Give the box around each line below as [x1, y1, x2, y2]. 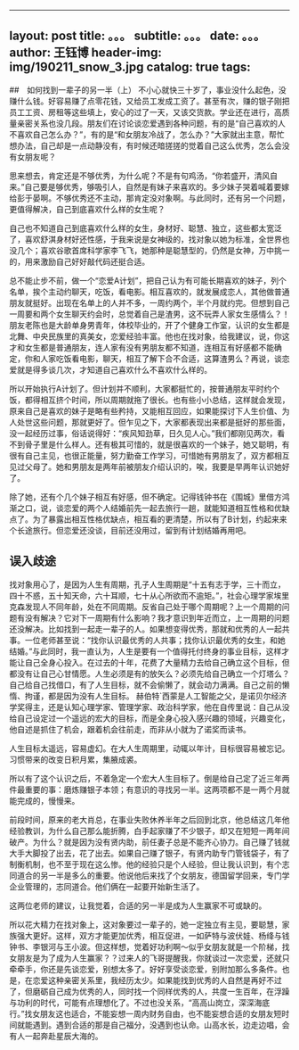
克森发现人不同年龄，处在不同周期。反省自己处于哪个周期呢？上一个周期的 [9, 601, 282, 612]
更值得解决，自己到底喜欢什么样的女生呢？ [9, 203, 166, 214]
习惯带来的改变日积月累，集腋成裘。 [9, 754, 142, 765]
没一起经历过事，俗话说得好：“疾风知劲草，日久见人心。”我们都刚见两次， [9, 427, 278, 438]
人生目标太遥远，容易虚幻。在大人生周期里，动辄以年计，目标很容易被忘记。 [9, 742, 290, 754]
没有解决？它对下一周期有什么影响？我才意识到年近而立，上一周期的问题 [24, 612, 290, 623]
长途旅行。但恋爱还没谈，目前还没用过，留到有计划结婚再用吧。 [16, 525, 251, 535]
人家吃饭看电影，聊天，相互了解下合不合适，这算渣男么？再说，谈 [39, 353, 282, 364]
